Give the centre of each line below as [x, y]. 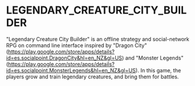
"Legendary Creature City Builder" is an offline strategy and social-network [98, 39]
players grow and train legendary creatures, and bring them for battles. [92, 77]
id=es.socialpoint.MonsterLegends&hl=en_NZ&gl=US [71, 70]
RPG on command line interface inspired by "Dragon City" [77, 45]
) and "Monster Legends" [153, 58]
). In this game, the [158, 70]
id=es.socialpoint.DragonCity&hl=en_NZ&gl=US [64, 58]
